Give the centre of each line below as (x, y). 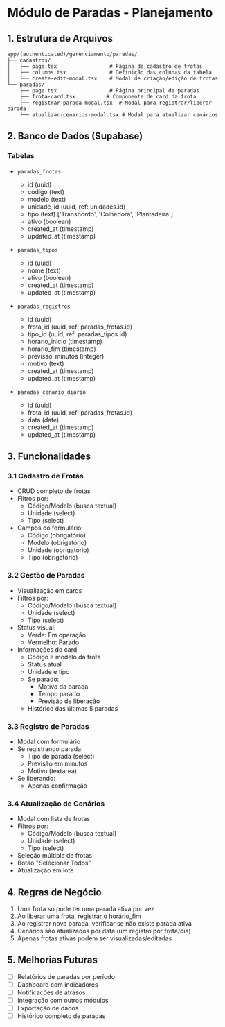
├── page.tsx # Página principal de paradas (109, 91)
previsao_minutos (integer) (66, 356)
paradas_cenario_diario (52, 392)
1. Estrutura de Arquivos (60, 38)
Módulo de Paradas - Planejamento (110, 13)
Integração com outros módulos (63, 1001)
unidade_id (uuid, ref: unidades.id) (76, 207)
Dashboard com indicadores (57, 984)
